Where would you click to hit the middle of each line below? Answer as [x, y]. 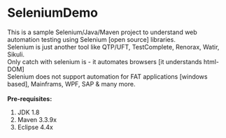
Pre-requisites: [30, 98]
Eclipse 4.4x [35, 127]
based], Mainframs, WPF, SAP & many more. [71, 84]
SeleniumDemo [52, 13]
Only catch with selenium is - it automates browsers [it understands [105, 61]
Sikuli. [16, 54]
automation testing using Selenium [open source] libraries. [92, 39]
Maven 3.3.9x [37, 119]
